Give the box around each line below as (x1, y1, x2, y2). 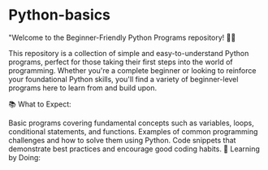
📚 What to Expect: (8, 99, 71, 109)
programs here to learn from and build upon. (8, 83, 158, 93)
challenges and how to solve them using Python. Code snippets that (8, 135, 236, 145)
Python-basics (8, 6, 111, 24)
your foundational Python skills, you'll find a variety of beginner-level (8, 74, 239, 84)
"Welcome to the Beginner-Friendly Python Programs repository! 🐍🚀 (8, 33, 236, 42)
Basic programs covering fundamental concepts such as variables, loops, (8, 118, 254, 128)
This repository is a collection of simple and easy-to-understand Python (8, 48, 249, 58)
